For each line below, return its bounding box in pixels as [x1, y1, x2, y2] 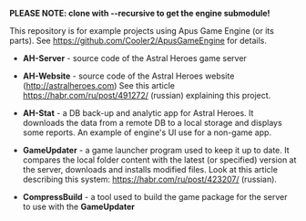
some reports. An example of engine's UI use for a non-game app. [22, 127, 271, 138]
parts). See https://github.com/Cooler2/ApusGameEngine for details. [9, 36, 267, 46]
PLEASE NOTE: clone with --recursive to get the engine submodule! [9, 8, 270, 18]
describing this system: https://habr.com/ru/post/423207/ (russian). [22, 174, 278, 184]
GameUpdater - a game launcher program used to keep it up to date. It [22, 145, 290, 155]
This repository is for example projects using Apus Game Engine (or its [9, 26, 275, 36]
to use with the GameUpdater [22, 201, 135, 212]
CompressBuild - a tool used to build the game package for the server [22, 192, 289, 202]
